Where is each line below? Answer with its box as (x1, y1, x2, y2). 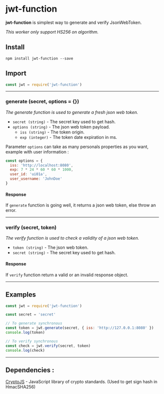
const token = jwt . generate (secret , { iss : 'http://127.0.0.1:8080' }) (5, 325, 154, 331)
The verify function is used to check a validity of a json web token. (5, 235, 139, 241)
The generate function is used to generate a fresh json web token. (5, 109, 138, 115)
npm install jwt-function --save (5, 56, 73, 61)
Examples (5, 291, 36, 299)
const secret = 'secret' (5, 312, 56, 317)
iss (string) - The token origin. (19, 129, 85, 135)
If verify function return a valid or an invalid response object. (5, 272, 128, 278)
